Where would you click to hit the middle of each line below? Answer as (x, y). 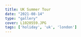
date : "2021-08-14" (25, 14)
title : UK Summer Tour (28, 9)
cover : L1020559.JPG (26, 23)
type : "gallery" (21, 18)
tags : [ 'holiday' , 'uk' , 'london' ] (41, 27)
